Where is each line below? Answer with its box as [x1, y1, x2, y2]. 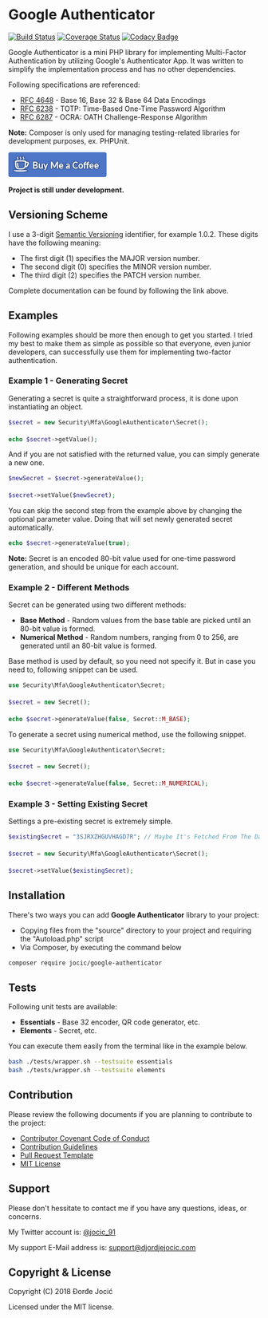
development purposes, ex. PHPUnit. [8, 136, 130, 145]
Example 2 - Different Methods [8, 582, 130, 593]
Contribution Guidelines [19, 1142, 98, 1151]
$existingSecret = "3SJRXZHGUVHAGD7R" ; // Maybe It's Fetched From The [8, 833, 251, 841]
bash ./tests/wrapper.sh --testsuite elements [8, 1067, 166, 1075]
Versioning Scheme [8, 208, 108, 222]
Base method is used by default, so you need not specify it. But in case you [8, 657, 256, 666]
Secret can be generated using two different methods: [8, 600, 187, 610]
